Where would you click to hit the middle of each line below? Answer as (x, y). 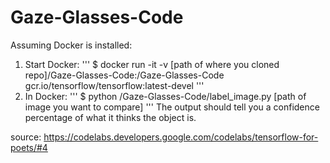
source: (26, 137)
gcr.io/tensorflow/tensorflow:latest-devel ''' (114, 85)
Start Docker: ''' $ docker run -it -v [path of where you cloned (152, 64)
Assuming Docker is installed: (71, 45)
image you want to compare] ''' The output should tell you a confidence (172, 107)
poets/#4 (29, 147)
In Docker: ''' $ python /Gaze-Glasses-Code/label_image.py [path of (165, 96)
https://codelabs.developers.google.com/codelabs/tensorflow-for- (181, 137)
